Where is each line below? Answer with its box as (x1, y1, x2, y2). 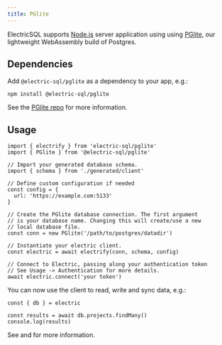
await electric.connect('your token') (7, 273, 122, 281)
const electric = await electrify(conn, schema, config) (7, 248, 179, 256)
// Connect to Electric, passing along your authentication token (7, 261, 208, 268)
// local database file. (7, 223, 81, 231)
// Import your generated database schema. (7, 161, 138, 169)
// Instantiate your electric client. (7, 243, 122, 250)
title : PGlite (7, 10, 50, 18)
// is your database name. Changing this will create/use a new (7, 218, 201, 225)
